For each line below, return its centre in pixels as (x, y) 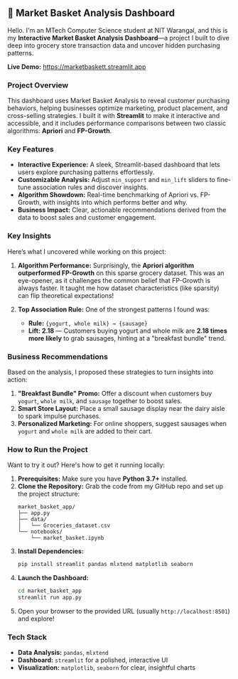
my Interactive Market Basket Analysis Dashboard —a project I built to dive (118, 38)
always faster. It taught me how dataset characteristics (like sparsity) (118, 288)
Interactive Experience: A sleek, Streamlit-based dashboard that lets (119, 165)
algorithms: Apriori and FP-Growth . (60, 131)
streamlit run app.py (49, 598)
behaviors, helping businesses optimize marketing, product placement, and (118, 108)
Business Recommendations (58, 356)
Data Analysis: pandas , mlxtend (63, 653)
